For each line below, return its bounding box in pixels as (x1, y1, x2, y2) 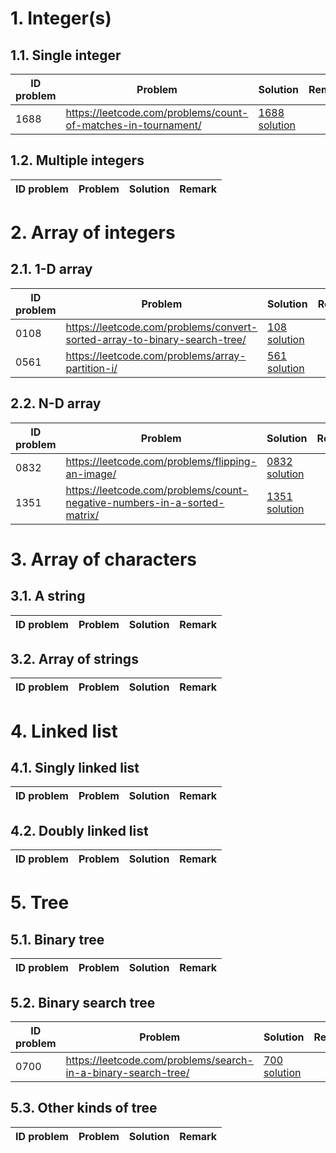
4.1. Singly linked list (10, 760, 140, 777)
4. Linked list (10, 720, 118, 742)
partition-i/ (65, 361, 118, 375)
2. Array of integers (10, 222, 176, 244)
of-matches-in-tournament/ (65, 118, 202, 132)
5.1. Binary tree (10, 931, 105, 948)
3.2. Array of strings (10, 651, 139, 668)
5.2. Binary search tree (10, 994, 156, 1011)
